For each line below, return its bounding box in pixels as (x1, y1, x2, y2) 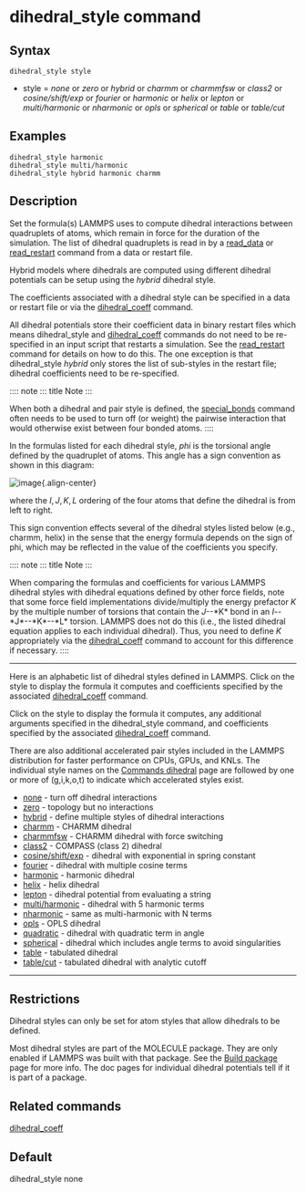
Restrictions (9, 991, 80, 1007)
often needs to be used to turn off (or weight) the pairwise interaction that (9, 412, 287, 423)
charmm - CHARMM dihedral (22, 821, 132, 832)
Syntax (9, 43, 51, 58)
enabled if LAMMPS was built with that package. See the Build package (9, 1053, 278, 1063)
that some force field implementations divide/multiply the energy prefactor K (9, 596, 297, 607)
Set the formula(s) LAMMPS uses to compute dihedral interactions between (9, 217, 293, 229)
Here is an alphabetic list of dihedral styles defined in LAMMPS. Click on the (9, 670, 295, 681)
